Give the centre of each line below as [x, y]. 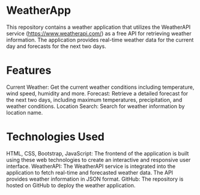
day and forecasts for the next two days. [56, 46]
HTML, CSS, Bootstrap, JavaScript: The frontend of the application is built [98, 153]
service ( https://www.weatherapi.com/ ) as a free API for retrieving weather [99, 33]
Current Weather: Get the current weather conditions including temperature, [100, 87]
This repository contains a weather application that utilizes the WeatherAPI [98, 27]
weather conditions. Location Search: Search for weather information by [95, 106]
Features [29, 70]
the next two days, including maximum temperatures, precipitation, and [94, 100]
